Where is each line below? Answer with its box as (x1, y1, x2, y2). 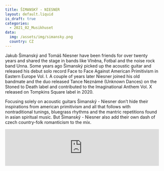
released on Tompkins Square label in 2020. (5, 89, 94, 95)
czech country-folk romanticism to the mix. (5, 119, 92, 125)
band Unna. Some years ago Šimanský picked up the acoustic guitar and (5, 63, 151, 69)
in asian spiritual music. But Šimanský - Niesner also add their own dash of (5, 114, 155, 120)
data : (5, 30, 16, 35)
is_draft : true (5, 16, 36, 21)
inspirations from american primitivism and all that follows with (5, 103, 131, 109)
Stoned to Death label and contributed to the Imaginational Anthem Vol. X (5, 84, 152, 90)
